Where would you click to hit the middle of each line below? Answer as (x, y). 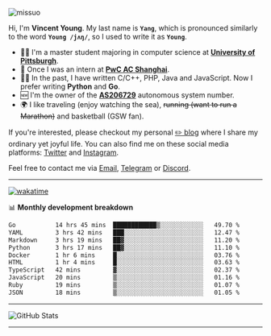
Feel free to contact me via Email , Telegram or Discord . (100, 168)
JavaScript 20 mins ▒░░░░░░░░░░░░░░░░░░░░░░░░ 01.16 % (124, 278)
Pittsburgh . (39, 61)
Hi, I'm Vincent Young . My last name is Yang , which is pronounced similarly (133, 28)
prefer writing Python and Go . (70, 86)
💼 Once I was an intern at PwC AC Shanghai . (95, 69)
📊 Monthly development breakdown (71, 207)
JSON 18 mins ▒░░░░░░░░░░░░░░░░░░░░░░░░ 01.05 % (124, 292)
